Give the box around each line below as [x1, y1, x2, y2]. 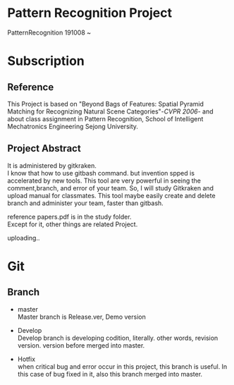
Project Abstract [7, 142, 81, 154]
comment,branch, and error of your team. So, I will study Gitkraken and [7, 183, 214, 192]
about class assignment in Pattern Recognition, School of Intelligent [7, 114, 204, 123]
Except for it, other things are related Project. [7, 220, 138, 228]
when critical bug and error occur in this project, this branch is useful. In [17, 362, 228, 371]
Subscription [7, 53, 85, 69]
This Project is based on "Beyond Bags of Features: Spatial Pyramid [7, 99, 204, 108]
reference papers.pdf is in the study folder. [7, 212, 132, 221]
